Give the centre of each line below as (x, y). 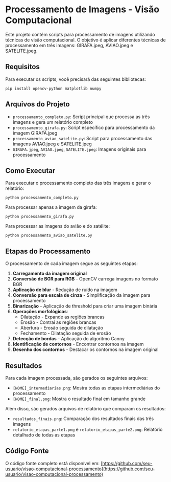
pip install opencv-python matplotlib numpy (53, 89)
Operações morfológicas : (40, 312)
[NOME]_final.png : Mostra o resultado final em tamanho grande (79, 399)
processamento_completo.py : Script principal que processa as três (81, 117)
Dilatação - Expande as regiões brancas (62, 317)
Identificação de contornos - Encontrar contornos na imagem (78, 344)
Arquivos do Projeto (38, 104)
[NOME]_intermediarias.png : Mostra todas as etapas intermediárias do (86, 388)
